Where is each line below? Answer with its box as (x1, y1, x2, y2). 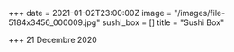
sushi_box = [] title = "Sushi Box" (102, 17, 225, 28)
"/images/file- (174, 8, 226, 18)
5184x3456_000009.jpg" (8, 17, 101, 28)
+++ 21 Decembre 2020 (8, 35, 98, 45)
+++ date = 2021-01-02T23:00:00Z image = (8, 8, 173, 18)
